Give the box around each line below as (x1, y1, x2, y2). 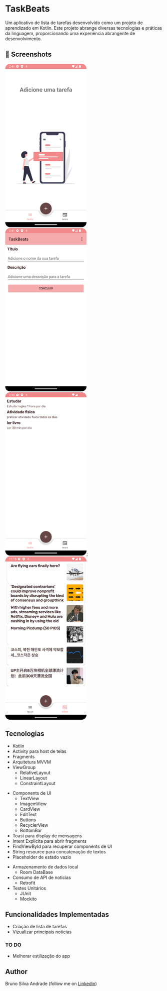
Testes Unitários (12, 885, 46, 891)
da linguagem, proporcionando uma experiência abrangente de (5, 30, 135, 36)
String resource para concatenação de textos (12, 848, 106, 854)
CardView (19, 806, 40, 812)
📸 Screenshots (5, 50, 52, 59)
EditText (19, 811, 37, 817)
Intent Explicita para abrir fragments (12, 838, 86, 844)
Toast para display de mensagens (12, 832, 82, 839)
